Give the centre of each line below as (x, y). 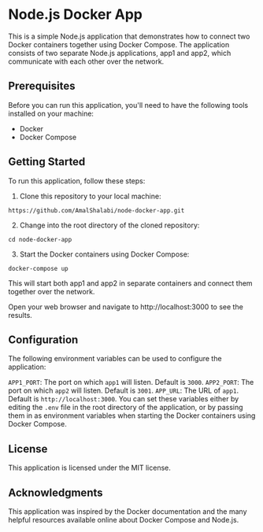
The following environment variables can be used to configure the (115, 359)
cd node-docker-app (40, 239)
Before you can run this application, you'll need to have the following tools (128, 105)
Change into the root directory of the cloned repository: (109, 225)
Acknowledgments (56, 492)
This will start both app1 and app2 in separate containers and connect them (131, 283)
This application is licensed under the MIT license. (90, 468)
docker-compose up (38, 268)
